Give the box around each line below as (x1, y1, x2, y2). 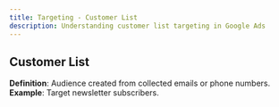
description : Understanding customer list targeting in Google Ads (9, 21, 266, 30)
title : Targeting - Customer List (9, 12, 139, 22)
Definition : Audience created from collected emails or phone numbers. (9, 78, 271, 89)
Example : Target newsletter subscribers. (9, 87, 159, 98)
